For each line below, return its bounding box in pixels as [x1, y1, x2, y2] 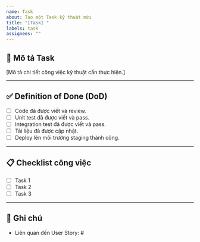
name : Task [6, 8, 33, 15]
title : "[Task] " [6, 20, 49, 26]
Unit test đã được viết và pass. [14, 114, 90, 121]
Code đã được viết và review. [14, 107, 86, 114]
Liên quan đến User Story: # [14, 229, 85, 236]
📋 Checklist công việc [6, 158, 92, 168]
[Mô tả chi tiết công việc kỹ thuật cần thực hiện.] [6, 68, 126, 76]
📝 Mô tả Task [6, 53, 55, 63]
